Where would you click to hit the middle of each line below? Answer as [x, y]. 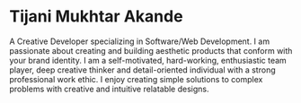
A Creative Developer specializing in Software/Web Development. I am [140, 41]
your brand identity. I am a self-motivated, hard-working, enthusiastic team [148, 60]
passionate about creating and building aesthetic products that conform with [151, 50]
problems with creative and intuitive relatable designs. [109, 89]
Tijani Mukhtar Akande [96, 17]
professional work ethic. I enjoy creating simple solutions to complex [136, 79]
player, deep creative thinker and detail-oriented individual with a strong [142, 70]
